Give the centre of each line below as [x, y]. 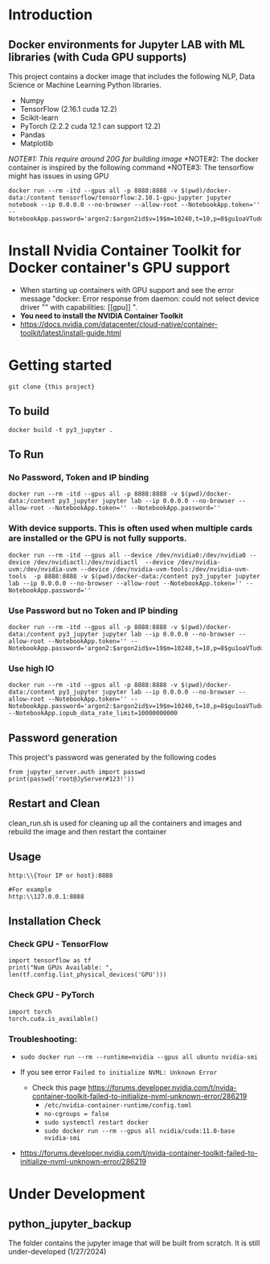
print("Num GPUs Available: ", [61, 968]
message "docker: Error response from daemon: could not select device [139, 299]
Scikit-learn [39, 117]
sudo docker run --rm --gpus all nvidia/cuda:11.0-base [139, 1131]
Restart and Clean [54, 803]
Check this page [59, 1087]
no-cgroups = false [77, 1114]
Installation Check [55, 922]
